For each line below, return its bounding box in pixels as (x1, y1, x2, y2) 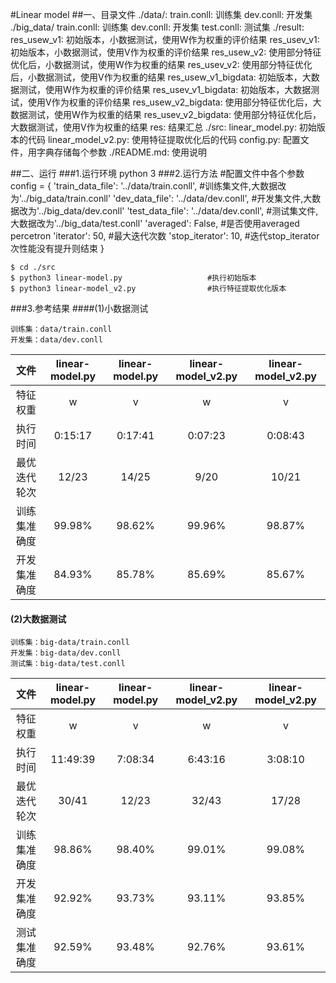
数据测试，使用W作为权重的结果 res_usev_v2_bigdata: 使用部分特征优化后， (10, 109, 322, 120)
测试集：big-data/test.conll (10, 659, 126, 669)
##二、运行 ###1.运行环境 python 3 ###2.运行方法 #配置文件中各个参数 (10, 168, 305, 179)
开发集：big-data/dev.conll (10, 648, 122, 658)
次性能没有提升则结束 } (10, 243, 105, 254)
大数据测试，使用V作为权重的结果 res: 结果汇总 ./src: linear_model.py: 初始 (10, 121, 317, 133)
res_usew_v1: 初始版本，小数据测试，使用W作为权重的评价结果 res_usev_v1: (10, 34, 320, 45)
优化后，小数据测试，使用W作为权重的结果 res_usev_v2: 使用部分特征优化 (10, 59, 313, 70)
